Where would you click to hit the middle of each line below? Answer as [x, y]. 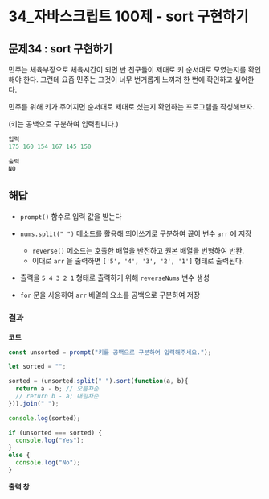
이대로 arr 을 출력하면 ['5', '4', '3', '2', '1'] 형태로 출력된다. [138, 261]
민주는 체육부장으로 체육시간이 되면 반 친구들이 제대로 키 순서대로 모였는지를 [127, 70]
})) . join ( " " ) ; [34, 403]
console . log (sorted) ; [45, 418]
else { [19, 456]
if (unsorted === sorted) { [55, 433]
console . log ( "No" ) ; [48, 463]
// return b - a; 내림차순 [57, 396]
